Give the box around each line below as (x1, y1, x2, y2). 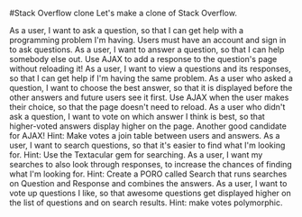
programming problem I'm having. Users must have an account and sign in (9, 35, 287, 45)
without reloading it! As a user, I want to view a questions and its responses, (9, 63, 291, 74)
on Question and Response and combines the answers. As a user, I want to (9, 178, 288, 188)
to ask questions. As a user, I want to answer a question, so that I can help (9, 44, 285, 55)
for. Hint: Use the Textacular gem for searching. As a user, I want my (9, 149, 263, 160)
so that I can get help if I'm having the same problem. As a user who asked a (9, 73, 294, 84)
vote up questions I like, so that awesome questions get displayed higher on (9, 188, 291, 198)
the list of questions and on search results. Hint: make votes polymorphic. (9, 197, 283, 208)
